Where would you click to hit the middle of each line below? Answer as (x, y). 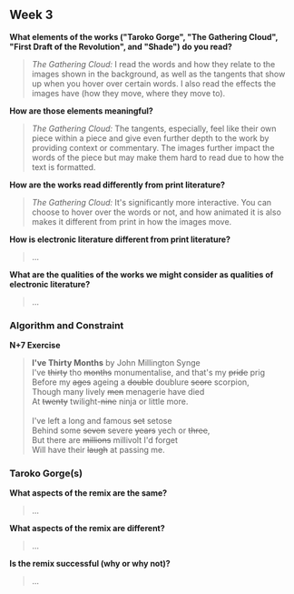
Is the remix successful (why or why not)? (90, 564)
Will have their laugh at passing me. (98, 450)
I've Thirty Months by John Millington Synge (116, 363)
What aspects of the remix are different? (87, 529)
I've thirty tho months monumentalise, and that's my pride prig (148, 373)
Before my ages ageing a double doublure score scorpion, (140, 382)
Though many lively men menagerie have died (118, 392)
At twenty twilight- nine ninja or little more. (110, 402)
